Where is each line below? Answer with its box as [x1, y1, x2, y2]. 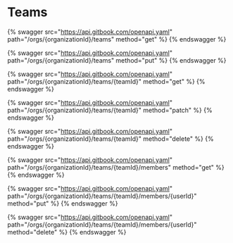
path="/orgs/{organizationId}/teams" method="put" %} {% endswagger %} [7, 56, 227, 64]
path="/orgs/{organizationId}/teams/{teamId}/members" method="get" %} [7, 163, 225, 171]
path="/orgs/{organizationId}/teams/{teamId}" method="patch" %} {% [7, 106, 213, 114]
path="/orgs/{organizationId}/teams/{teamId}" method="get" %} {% [7, 77, 206, 85]
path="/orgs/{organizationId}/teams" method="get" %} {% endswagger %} [7, 35, 227, 43]
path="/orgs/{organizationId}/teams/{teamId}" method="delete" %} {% [7, 135, 214, 143]
